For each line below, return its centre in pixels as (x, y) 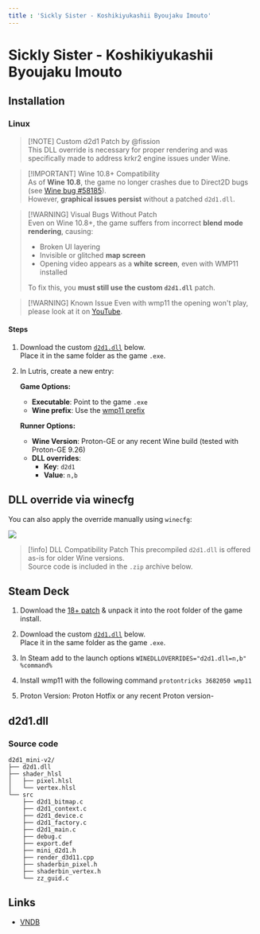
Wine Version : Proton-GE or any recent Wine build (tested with (135, 441)
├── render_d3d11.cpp (58, 858)
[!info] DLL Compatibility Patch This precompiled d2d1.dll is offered (139, 549)
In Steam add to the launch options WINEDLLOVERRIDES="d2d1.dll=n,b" (133, 658)
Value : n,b (60, 475)
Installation (37, 101)
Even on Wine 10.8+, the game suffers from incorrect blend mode (136, 223)
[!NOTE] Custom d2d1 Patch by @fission (94, 141)
